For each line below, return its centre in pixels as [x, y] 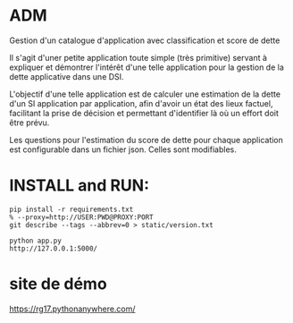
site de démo [58, 284]
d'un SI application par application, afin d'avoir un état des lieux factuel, [141, 103]
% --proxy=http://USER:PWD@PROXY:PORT [81, 217]
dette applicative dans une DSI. [67, 76]
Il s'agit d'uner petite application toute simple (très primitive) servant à [138, 57]
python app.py [36, 241]
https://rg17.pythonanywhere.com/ [72, 309]
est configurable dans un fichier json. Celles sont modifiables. [123, 149]
